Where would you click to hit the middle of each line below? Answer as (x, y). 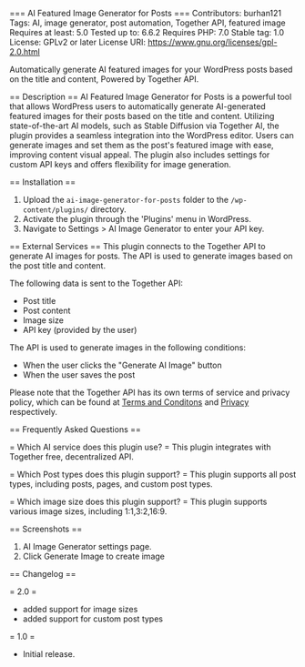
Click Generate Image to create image (94, 556)
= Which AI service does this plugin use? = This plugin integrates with (140, 447)
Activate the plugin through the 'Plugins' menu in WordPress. (137, 219)
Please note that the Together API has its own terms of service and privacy (150, 392)
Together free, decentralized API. (72, 457)
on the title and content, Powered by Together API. (104, 79)
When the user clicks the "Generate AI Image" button (122, 365)
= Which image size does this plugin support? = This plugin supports (138, 501)
